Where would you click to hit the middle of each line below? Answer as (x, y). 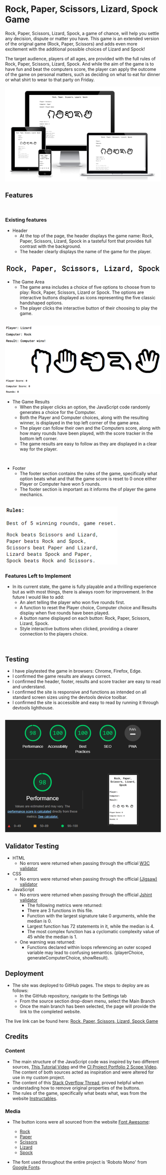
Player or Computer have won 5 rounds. (60, 484)
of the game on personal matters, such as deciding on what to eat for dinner (83, 74)
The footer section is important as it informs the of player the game (88, 489)
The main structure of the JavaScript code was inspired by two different (85, 1061)
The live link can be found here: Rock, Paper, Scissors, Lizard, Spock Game (82, 1021)
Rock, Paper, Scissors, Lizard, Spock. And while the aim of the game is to (80, 64)
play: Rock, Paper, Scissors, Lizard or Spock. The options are (82, 292)
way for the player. (39, 449)
